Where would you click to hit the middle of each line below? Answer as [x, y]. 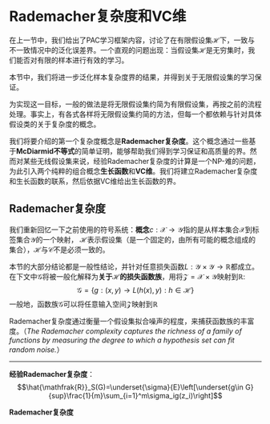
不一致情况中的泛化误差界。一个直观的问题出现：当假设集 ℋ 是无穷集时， [129, 50]
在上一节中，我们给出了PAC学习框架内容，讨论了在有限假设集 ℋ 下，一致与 [132, 40]
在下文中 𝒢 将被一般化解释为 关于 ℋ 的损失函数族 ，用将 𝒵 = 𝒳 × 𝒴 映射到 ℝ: [127, 276]
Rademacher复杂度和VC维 [98, 16]
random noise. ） [36, 350]
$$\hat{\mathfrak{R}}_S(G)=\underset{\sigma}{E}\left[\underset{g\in [130, 387]
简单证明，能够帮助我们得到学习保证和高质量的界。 [166, 151]
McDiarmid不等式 [46, 151]
